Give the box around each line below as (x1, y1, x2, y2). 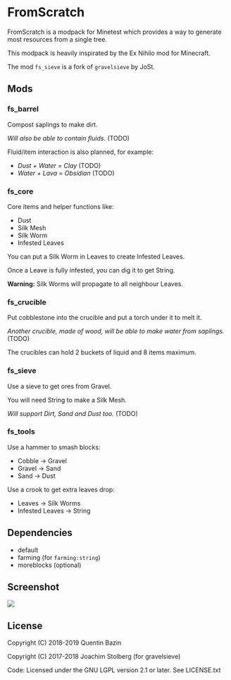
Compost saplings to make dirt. (7, 120, 98, 129)
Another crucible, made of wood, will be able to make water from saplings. (7, 327, 225, 335)
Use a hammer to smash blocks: (7, 443, 101, 451)
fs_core (7, 186, 34, 196)
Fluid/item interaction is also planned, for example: (7, 148, 154, 156)
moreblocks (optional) (17, 561, 82, 569)
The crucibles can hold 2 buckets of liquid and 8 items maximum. (7, 348, 197, 357)
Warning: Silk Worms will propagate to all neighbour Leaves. (7, 280, 183, 288)
